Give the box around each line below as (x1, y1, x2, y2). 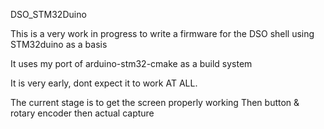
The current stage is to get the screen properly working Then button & (10, 97, 300, 108)
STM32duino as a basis (10, 39, 108, 50)
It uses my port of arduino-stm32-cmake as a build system (10, 58, 253, 69)
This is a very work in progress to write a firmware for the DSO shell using (10, 28, 315, 39)
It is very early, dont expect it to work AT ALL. (10, 77, 198, 89)
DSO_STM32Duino (10, 9, 87, 20)
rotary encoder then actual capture (10, 107, 155, 119)
